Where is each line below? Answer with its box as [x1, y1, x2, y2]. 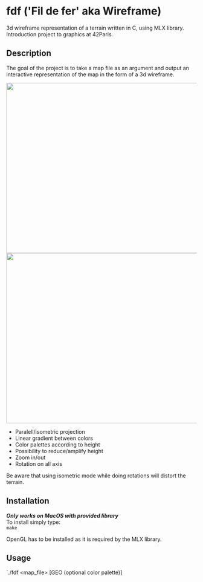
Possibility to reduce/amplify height [14, 447, 104, 454]
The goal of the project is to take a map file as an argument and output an [6, 64, 189, 71]
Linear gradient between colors [14, 434, 94, 442]
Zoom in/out [14, 454, 46, 461]
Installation [6, 496, 50, 506]
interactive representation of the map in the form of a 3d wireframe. [6, 71, 175, 78]
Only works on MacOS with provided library [6, 512, 119, 519]
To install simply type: [6, 518, 60, 526]
